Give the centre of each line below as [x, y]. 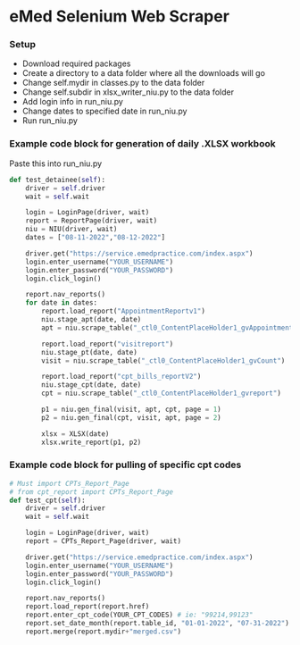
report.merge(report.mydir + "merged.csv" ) [103, 632]
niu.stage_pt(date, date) [90, 352]
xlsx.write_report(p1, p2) [92, 442]
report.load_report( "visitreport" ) [108, 344]
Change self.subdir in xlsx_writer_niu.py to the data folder [128, 92]
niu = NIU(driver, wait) [71, 230]
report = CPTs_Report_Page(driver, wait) [103, 541]
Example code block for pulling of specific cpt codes [125, 465]
